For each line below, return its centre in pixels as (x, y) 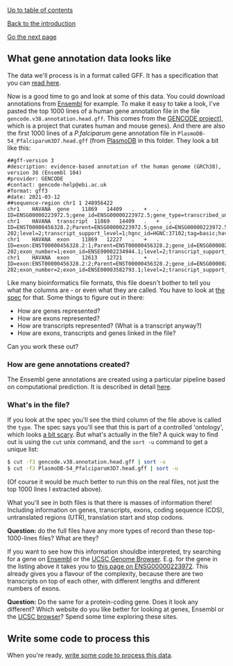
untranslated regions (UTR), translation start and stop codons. (96, 518)
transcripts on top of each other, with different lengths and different (104, 581)
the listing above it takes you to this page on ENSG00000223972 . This (108, 566)
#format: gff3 (28, 191)
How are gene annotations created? (69, 364)
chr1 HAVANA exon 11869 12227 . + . (83, 239)
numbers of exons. (34, 588)
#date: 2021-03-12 (34, 197)
